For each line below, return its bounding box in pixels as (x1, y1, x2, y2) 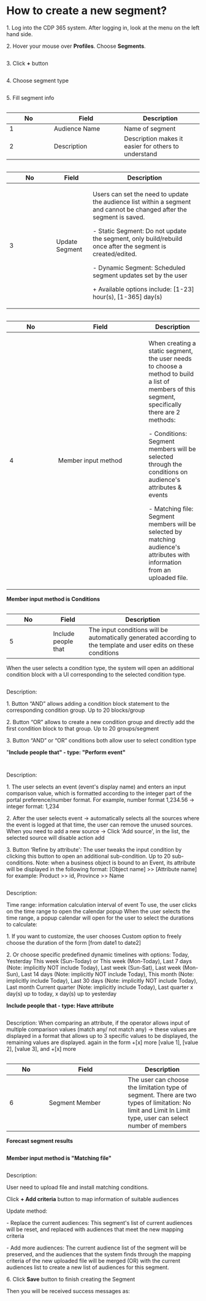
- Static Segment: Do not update (93, 226, 187, 235)
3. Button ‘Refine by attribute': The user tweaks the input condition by (6, 845, 182, 853)
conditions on (148, 467, 188, 476)
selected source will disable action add (6, 834, 105, 841)
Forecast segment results (6, 1137, 74, 1144)
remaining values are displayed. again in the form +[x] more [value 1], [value (6, 1039, 199, 1046)
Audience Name (54, 124, 101, 132)
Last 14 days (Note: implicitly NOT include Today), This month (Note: (21, 970, 194, 978)
